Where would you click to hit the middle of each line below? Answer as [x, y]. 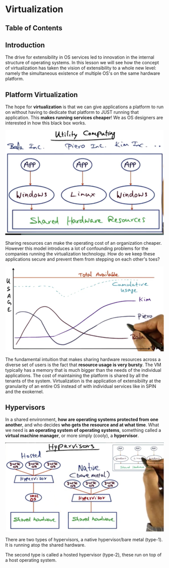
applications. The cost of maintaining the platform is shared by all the [77, 375]
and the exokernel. [25, 391]
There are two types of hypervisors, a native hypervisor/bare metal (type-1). [84, 540]
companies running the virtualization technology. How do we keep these [80, 254]
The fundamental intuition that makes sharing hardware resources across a [83, 359]
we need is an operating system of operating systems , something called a [83, 430]
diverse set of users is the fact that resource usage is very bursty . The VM [83, 365]
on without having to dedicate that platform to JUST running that [72, 112]
